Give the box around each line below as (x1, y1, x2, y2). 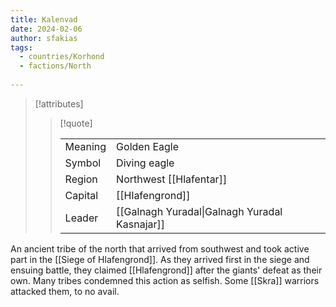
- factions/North (19, 61, 92, 71)
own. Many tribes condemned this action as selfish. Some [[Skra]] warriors (10, 274, 320, 286)
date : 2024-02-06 (10, 24, 83, 34)
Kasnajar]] (116, 217, 166, 231)
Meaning (64, 139, 107, 153)
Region (64, 172, 98, 186)
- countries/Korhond (19, 52, 105, 62)
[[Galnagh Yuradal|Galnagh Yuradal (116, 204, 283, 218)
